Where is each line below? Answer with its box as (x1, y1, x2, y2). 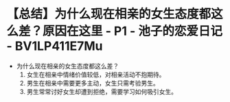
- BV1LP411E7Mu (6, 38, 104, 54)
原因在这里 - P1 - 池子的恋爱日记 (43, 23, 222, 39)
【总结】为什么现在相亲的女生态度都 (6, 6, 211, 22)
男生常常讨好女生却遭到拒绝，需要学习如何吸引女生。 (26, 87, 178, 96)
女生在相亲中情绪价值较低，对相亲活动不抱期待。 (26, 70, 165, 79)
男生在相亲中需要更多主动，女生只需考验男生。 (26, 79, 159, 87)
